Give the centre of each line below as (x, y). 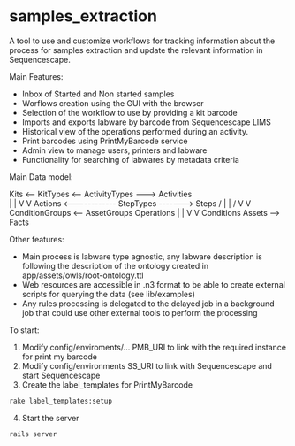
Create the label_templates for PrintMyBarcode (107, 384)
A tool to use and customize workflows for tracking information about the (142, 41)
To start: (24, 330)
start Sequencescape (61, 375)
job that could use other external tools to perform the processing (140, 312)
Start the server (50, 418)
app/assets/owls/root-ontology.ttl (83, 275)
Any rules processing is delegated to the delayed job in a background (148, 304)
